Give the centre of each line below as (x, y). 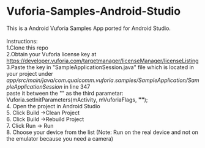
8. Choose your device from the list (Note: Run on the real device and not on (102, 132)
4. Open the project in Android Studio (53, 106)
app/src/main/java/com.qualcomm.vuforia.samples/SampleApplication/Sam (103, 80)
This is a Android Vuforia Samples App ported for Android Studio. (89, 28)
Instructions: (22, 41)
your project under (30, 73)
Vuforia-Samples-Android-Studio (94, 11)
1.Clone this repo (28, 48)
